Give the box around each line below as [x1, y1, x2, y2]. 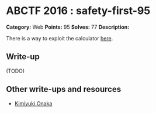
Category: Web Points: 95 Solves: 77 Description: [6, 23, 130, 30]
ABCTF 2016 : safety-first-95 [6, 4, 151, 18]
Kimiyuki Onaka [14, 100, 53, 107]
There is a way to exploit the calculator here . [6, 35, 113, 42]
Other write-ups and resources [6, 84, 122, 94]
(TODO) [6, 67, 25, 74]
